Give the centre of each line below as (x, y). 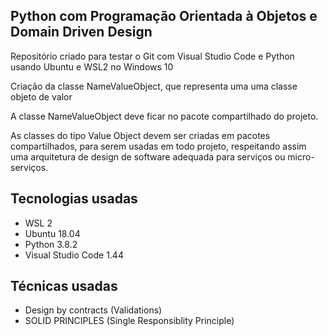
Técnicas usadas (64, 286)
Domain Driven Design (81, 32)
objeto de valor (41, 96)
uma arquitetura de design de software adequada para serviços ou (148, 156)
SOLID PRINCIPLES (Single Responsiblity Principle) (129, 321)
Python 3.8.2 (51, 244)
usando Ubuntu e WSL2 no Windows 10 (92, 66)
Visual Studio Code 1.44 (74, 255)
